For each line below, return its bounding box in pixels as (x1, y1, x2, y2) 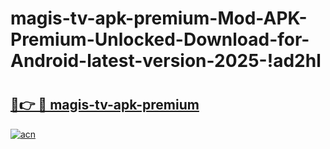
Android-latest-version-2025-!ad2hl (10, 50, 322, 72)
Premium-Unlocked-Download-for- (10, 28, 310, 51)
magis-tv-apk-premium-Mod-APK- (10, 7, 308, 30)
